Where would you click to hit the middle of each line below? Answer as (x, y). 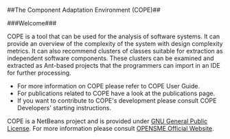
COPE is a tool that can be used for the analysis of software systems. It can (114, 36)
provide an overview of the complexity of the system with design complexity (115, 43)
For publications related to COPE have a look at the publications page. (116, 93)
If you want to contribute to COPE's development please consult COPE (117, 101)
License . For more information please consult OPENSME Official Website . (111, 128)
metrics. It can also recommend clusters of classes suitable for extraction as (115, 51)
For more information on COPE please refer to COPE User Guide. (108, 86)
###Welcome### (32, 23)
